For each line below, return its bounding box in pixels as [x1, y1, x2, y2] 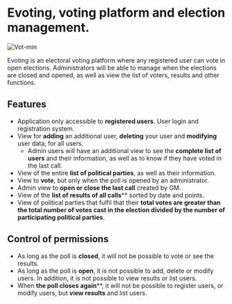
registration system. [17, 124, 75, 133]
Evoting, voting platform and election [7, 5, 226, 21]
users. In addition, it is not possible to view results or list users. [17, 273, 197, 282]
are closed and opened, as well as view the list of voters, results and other [7, 71, 220, 79]
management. [7, 19, 90, 35]
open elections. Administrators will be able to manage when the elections [7, 63, 217, 72]
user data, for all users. [17, 139, 84, 147]
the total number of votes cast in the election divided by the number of [17, 205, 226, 214]
